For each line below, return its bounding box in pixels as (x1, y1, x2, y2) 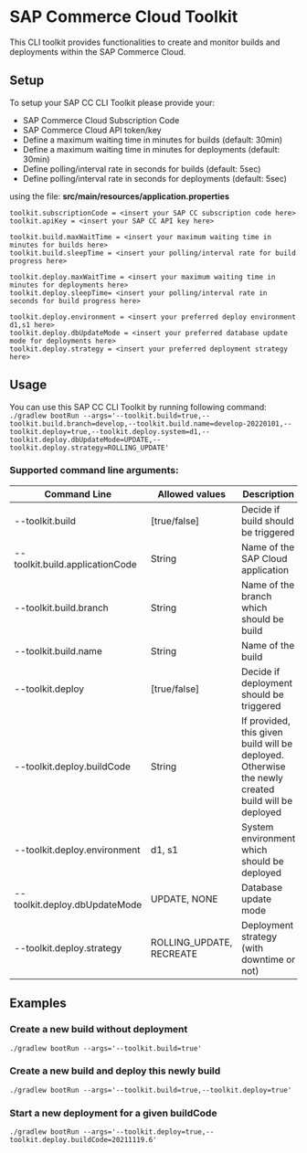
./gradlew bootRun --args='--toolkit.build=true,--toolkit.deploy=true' (9, 1085, 292, 1095)
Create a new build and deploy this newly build (9, 1064, 221, 1077)
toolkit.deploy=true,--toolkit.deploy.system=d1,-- (9, 427, 210, 436)
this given (240, 725, 283, 738)
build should (240, 514, 294, 527)
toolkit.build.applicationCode (14, 557, 137, 570)
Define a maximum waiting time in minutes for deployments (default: (22, 143, 281, 154)
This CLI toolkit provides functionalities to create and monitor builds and (9, 37, 281, 48)
